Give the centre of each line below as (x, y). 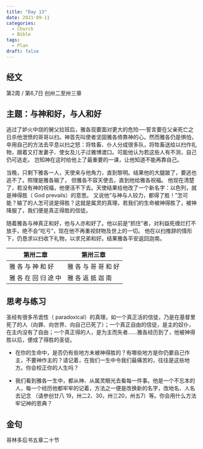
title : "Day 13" (27, 12)
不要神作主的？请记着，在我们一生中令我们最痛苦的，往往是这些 (105, 360)
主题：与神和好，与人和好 (54, 113)
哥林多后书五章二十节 (33, 440)
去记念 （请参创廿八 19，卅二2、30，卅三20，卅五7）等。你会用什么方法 (106, 396)
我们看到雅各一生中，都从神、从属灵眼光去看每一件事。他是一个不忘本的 (105, 381)
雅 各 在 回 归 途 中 (35, 278)
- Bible (21, 34)
